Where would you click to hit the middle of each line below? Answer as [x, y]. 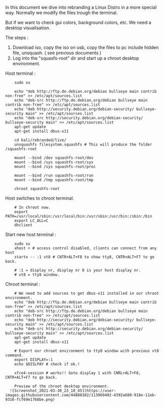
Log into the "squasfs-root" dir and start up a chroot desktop [76, 58]
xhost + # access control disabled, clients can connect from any [86, 248]
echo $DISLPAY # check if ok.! [47, 364]
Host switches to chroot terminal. [40, 198]
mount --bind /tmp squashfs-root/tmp [54, 180]
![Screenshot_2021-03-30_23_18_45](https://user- [63, 391]
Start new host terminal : [31, 234]
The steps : [17, 38]
